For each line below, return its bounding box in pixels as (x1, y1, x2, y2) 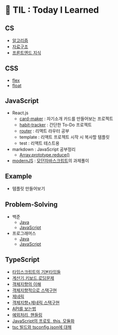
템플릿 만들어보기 (12, 186, 45, 192)
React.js (12, 110, 29, 116)
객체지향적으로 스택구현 (12, 287, 57, 293)
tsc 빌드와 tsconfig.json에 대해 (12, 324, 72, 330)
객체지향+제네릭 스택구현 (12, 300, 60, 306)
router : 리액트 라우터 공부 (19, 128, 70, 134)
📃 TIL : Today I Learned (5, 4, 99, 16)
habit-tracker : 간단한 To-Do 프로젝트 (19, 122, 92, 128)
